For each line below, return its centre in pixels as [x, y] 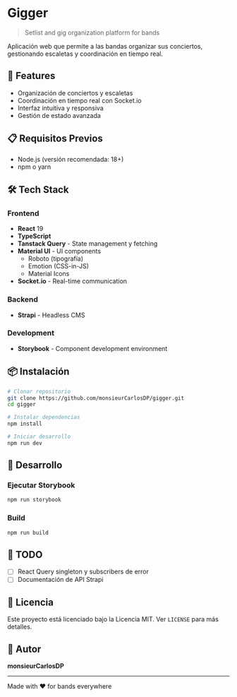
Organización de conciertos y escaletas [75, 93]
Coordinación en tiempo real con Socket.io [80, 100]
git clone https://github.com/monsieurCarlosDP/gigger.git [96, 398]
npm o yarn [34, 167]
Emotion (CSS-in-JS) [59, 266]
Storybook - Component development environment [92, 348]
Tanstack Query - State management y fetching [87, 244]
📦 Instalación [38, 372]
